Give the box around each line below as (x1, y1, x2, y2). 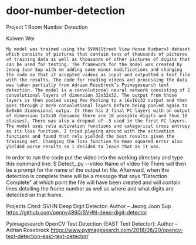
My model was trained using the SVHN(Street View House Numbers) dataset (6, 46, 191, 52)
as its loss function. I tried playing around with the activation (6, 128, 175, 134)
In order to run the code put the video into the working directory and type (6, 154, 184, 161)
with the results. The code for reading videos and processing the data (6, 77, 188, 83)
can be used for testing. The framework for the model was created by (6, 62, 183, 67)
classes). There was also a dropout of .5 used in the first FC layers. (6, 118, 188, 124)
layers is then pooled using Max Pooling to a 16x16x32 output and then (6, 97, 188, 103)
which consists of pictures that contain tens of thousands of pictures (6, 51, 188, 57)
